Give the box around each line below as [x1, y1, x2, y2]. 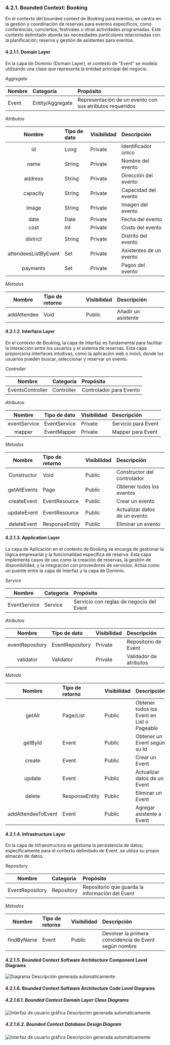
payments [22, 264, 46, 272]
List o [135, 718, 149, 725]
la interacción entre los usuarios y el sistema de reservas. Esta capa [5, 345, 147, 351]
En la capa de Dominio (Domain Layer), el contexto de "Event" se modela [5, 60, 158, 66]
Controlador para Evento [81, 386, 140, 393]
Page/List [62, 711, 85, 719]
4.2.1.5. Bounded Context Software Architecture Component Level [5, 957, 148, 963]
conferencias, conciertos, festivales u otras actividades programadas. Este [5, 26, 161, 33]
